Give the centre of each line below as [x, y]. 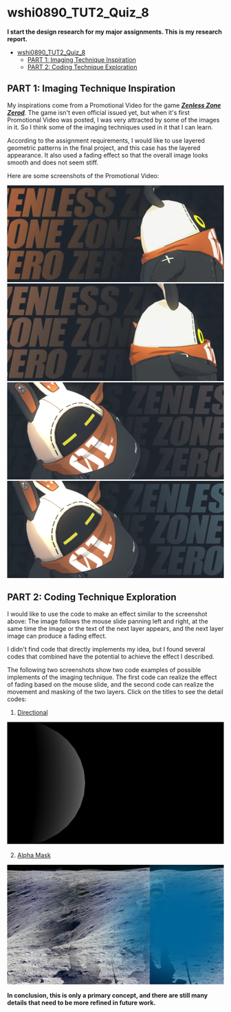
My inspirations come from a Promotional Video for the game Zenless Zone [114, 105]
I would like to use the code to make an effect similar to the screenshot [107, 614]
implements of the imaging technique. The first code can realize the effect [112, 677]
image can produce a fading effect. [57, 636]
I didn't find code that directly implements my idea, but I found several [106, 649]
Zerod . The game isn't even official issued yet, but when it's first [99, 112]
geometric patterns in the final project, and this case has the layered [104, 148]
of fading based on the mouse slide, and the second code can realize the [111, 684]
